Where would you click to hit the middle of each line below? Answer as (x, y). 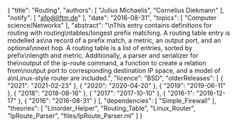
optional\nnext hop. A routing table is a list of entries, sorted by (100, 48)
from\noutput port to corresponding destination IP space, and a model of (114, 71)
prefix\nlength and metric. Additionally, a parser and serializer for (103, 55)
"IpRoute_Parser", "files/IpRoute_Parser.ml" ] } (75, 116)
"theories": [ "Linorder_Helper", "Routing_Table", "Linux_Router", (101, 108)
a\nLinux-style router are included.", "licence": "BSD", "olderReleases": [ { (115, 78)
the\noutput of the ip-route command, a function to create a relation (107, 63)
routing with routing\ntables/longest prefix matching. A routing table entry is (119, 33)
